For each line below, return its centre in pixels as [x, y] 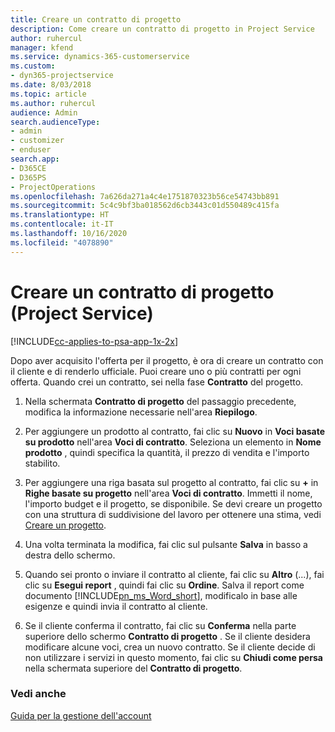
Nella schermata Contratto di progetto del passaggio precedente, [160, 401]
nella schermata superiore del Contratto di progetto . [133, 668]
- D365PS [28, 177]
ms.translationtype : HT [60, 215]
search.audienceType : [55, 122]
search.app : [35, 159]
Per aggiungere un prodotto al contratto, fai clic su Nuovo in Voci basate [175, 431]
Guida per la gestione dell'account [81, 715]
